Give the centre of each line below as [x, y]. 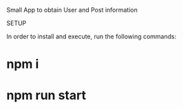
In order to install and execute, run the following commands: [91, 36]
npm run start [46, 96]
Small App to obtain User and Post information [72, 10]
